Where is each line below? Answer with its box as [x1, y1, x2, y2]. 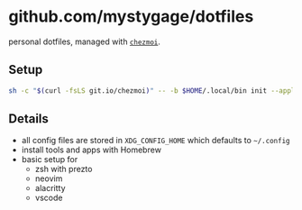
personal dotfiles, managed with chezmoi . [8, 36, 161, 47]
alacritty [34, 183, 66, 194]
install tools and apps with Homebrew [21, 144, 161, 155]
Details [8, 111, 49, 127]
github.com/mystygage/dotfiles [8, 6, 254, 27]
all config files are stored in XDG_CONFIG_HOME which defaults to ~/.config [21, 135, 290, 146]
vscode [34, 192, 63, 204]
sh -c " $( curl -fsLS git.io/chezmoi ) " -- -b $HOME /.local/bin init [8, 86, 268, 96]
